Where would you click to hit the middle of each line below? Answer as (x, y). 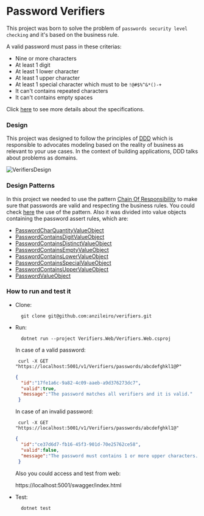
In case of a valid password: (51, 350)
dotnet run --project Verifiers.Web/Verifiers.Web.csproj (96, 338)
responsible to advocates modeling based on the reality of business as (95, 145)
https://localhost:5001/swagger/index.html (68, 485)
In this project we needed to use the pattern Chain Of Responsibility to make (102, 199)
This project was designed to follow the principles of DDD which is (90, 138)
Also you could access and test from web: (68, 473)
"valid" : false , (40, 450)
